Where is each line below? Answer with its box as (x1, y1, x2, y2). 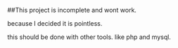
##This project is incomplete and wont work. (7, 6, 137, 14)
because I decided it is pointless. (7, 19, 103, 27)
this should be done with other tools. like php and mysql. (7, 33, 171, 41)
